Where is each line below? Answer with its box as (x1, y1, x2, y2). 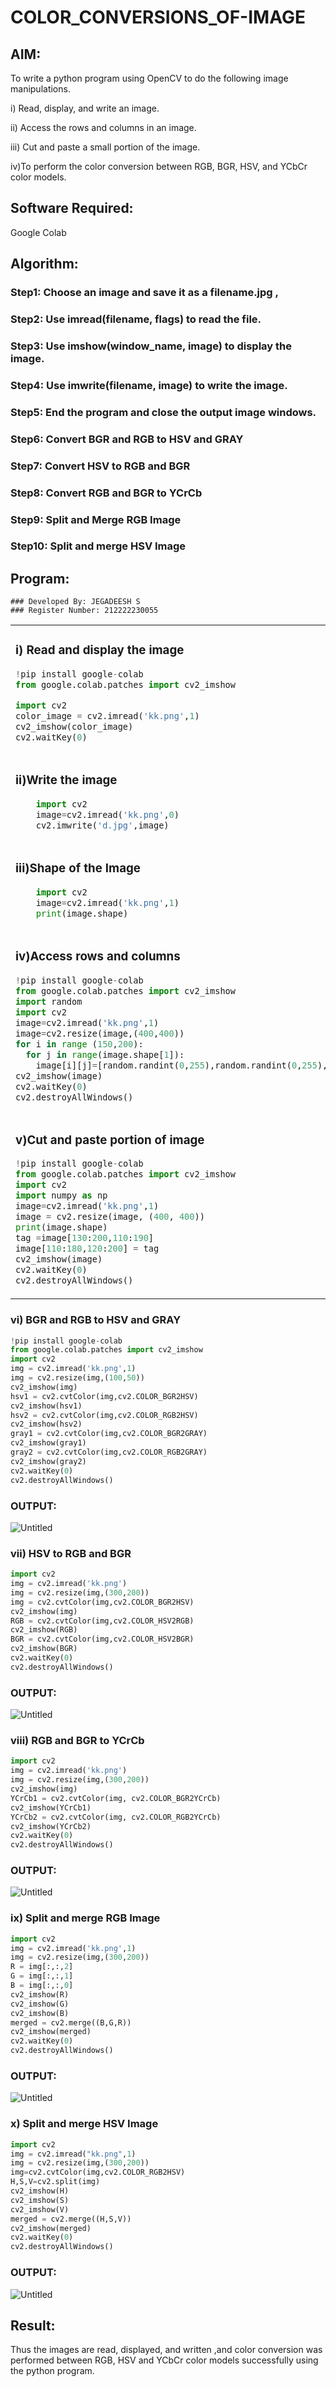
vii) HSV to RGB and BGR (10, 1546, 132, 1560)
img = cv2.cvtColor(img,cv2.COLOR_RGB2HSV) (10, 2167, 186, 2178)
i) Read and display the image (15, 642, 185, 658)
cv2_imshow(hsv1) (10, 1401, 83, 1411)
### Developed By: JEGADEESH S (10, 597, 141, 607)
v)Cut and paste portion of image (15, 1132, 205, 1148)
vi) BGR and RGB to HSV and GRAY (10, 1313, 182, 1327)
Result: (10, 2317, 56, 2334)
